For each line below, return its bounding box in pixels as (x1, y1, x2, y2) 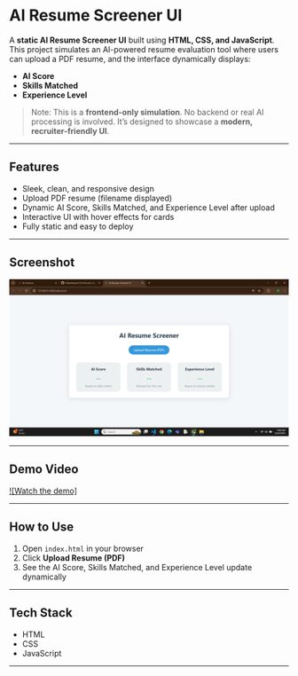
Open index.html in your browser (21, 543, 145, 554)
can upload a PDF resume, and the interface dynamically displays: (9, 53, 251, 64)
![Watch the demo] (9, 485, 78, 496)
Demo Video (9, 462, 79, 477)
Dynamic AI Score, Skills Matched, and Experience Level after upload (21, 201, 275, 213)
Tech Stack (9, 605, 73, 621)
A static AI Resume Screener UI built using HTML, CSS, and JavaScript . (9, 35, 275, 45)
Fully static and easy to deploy (21, 221, 134, 232)
